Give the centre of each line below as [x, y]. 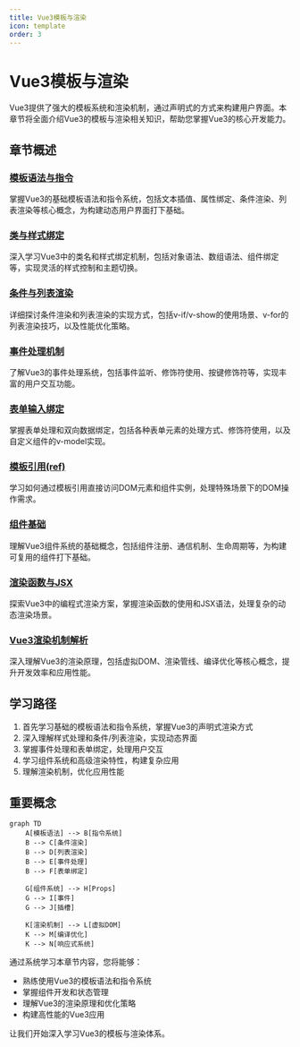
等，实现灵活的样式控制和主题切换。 [76, 268]
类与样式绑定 [37, 236]
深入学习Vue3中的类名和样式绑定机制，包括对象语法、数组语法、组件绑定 [144, 257]
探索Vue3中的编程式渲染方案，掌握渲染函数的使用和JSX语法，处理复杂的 [144, 604]
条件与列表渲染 [42, 294]
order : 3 [25, 34]
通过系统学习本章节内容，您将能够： [76, 962]
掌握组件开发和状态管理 [65, 992]
